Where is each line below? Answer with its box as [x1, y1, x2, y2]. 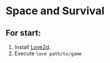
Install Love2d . [14, 43, 51, 51]
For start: [5, 28, 41, 38]
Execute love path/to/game [14, 50, 82, 57]
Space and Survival [5, 4, 105, 18]
